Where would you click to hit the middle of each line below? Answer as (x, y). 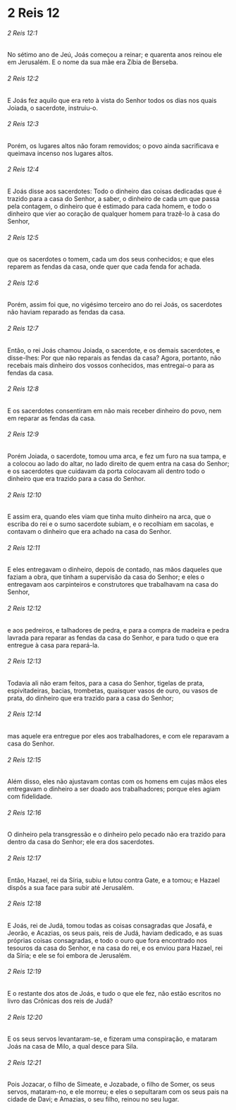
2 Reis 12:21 (24, 1062)
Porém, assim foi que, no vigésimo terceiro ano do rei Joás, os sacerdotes (115, 305)
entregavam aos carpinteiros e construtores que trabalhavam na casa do (113, 585)
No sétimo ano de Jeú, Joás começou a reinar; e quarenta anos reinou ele (115, 55)
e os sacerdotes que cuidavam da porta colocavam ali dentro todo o (106, 471)
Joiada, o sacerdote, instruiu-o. (53, 108)
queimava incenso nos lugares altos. (61, 153)
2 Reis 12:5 (23, 237)
